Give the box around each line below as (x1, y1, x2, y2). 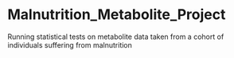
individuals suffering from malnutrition (7, 40, 133, 49)
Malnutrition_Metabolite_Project (7, 6, 226, 24)
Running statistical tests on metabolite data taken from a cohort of (7, 32, 224, 41)
